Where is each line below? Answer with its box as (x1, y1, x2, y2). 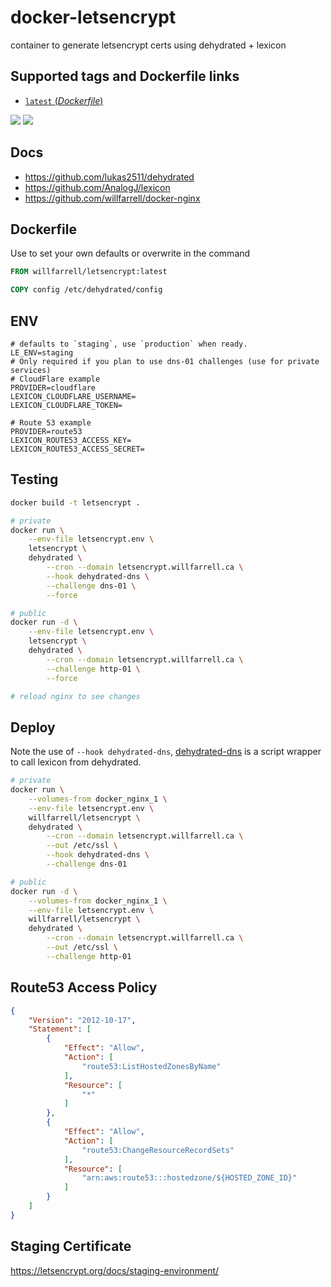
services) (10, 365, 52, 375)
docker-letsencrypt (10, 6, 177, 29)
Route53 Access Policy (10, 979, 158, 996)
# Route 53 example (10, 417, 92, 428)
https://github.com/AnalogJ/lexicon (24, 181, 171, 193)
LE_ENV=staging (10, 347, 74, 358)
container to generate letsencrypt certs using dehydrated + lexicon (10, 39, 287, 51)
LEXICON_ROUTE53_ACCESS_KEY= (10, 435, 132, 445)
